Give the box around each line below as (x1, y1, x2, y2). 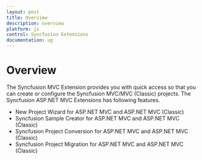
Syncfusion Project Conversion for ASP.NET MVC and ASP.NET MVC (15, 127, 189, 134)
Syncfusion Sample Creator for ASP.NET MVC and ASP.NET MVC (15, 114, 180, 122)
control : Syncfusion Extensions (6, 32, 88, 38)
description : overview (6, 20, 64, 26)
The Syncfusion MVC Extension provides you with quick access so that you (6, 83, 197, 91)
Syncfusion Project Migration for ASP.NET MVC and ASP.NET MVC (15, 141, 184, 148)
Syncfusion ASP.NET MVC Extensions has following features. (6, 96, 161, 103)
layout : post (6, 9, 40, 15)
